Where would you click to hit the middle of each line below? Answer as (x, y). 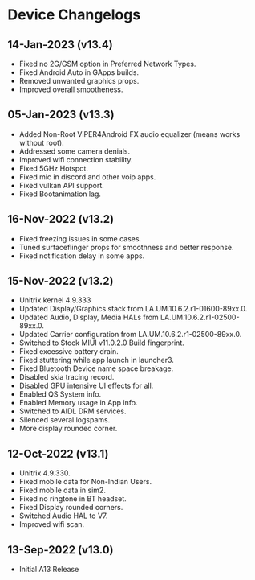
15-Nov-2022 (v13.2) (61, 281)
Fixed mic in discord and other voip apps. (87, 177)
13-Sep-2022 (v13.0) (61, 550)
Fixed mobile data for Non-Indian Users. (85, 482)
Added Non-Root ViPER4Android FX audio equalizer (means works (130, 134)
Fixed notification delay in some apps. (82, 256)
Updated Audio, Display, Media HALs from (89, 317)
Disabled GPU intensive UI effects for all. (86, 386)
